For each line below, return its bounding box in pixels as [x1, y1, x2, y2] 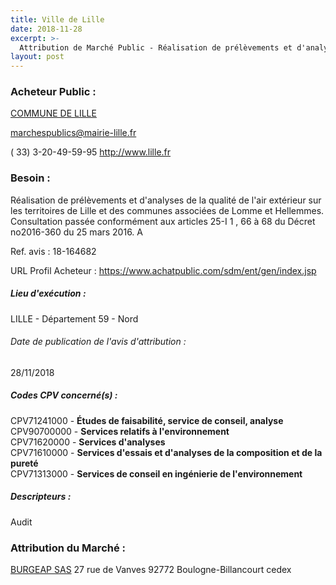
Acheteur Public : [10, 85, 97, 99]
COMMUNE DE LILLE [10, 107, 97, 120]
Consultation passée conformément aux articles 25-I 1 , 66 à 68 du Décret [10, 215, 316, 227]
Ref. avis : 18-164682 [10, 245, 97, 257]
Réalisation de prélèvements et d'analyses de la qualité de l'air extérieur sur [10, 194, 322, 206]
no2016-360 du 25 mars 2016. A [10, 226, 143, 238]
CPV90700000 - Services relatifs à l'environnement [10, 425, 230, 437]
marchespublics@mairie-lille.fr [10, 127, 137, 139]
